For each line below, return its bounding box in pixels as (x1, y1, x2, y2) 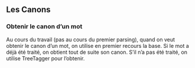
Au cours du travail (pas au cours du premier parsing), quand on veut (6, 35, 175, 43)
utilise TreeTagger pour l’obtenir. (6, 54, 85, 61)
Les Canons (6, 5, 51, 15)
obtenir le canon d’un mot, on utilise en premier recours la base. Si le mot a (6, 42, 190, 49)
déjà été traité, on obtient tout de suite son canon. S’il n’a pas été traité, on (6, 48, 188, 56)
